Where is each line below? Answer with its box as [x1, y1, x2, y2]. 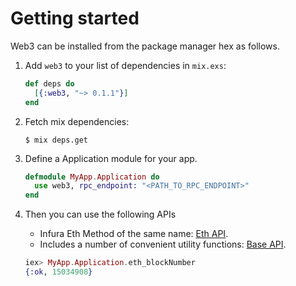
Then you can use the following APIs [24, 208, 177, 221]
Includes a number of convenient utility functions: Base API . [39, 238, 287, 251]
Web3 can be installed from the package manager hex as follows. [10, 40, 280, 52]
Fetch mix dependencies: [24, 115, 130, 127]
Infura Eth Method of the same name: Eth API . [39, 228, 229, 240]
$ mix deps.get [24, 135, 89, 145]
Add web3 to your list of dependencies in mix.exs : [24, 59, 227, 71]
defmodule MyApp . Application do [24, 172, 160, 182]
